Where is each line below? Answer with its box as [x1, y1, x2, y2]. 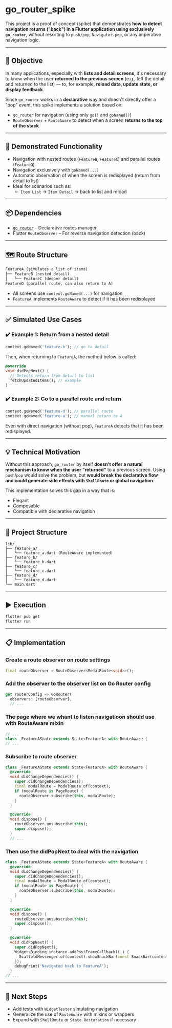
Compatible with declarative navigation [12, 508, 95, 515]
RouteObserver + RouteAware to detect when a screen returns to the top [12, 117, 163, 123]
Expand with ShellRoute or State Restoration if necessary [12, 1016, 137, 1022]
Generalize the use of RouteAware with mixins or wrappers [12, 1011, 135, 1017]
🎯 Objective [5, 56, 43, 65]
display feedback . [5, 86, 45, 93]
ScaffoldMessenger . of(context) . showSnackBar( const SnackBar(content [18, 954, 168, 959]
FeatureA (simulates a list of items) [5, 267, 88, 272]
